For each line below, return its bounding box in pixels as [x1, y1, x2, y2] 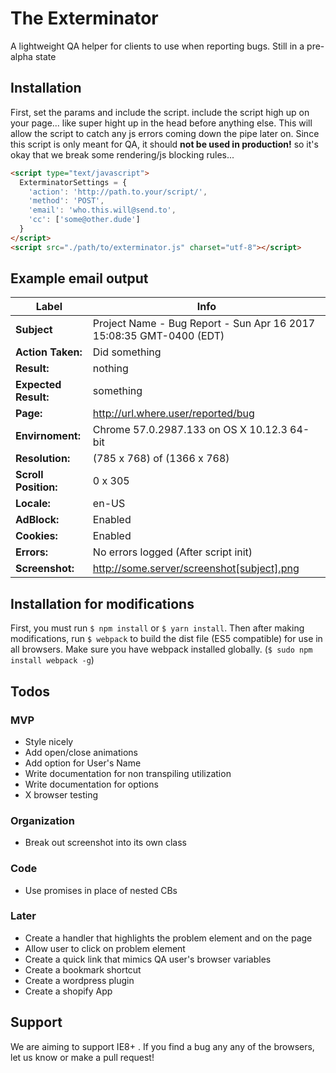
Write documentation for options [24, 778, 159, 790]
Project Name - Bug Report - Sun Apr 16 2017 [92, 317, 316, 331]
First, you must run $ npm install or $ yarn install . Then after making [10, 622, 305, 634]
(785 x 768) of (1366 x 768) [92, 452, 230, 466]
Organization [10, 813, 75, 827]
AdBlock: [15, 513, 60, 527]
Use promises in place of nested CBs [24, 884, 178, 896]
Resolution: [15, 452, 71, 466]
